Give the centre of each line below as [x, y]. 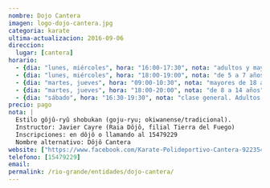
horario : [23, 61]
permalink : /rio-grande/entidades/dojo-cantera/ [91, 172]
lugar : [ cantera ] [45, 53]
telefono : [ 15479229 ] [45, 157]
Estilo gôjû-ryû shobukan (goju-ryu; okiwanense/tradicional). [123, 120]
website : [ [27, 150]
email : [19, 165]
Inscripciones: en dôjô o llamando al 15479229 [97, 134]
